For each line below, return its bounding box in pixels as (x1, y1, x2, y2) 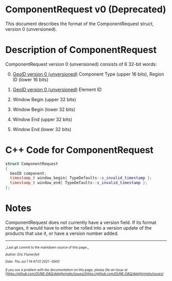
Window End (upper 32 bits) (12, 116, 73, 122)
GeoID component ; (10, 171, 47, 176)
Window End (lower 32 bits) (12, 126, 72, 132)
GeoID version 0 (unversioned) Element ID (12, 86, 102, 92)
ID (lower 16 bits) (12, 76, 49, 83)
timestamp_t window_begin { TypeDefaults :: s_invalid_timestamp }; (10, 176, 153, 181)
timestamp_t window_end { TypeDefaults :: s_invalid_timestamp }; (10, 180, 147, 185)
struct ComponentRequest (5, 161, 58, 166)
